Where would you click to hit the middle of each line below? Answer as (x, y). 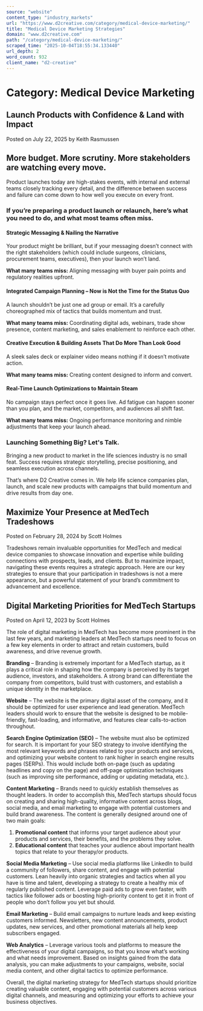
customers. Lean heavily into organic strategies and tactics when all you (96, 876)
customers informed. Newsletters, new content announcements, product (97, 920)
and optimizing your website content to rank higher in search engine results (100, 757)
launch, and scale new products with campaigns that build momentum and (99, 487)
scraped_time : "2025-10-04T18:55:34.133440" (63, 46)
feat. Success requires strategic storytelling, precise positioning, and (92, 462)
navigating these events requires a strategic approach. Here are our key (96, 567)
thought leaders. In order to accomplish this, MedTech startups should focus (101, 795)
